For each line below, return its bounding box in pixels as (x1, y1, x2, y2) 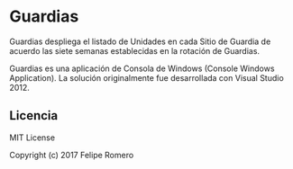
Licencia (9, 108, 59, 123)
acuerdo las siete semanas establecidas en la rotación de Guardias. (9, 45, 260, 56)
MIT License (9, 132, 56, 143)
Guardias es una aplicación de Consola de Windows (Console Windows (9, 63, 275, 74)
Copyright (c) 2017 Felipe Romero (9, 149, 134, 160)
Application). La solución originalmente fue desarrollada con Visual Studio (9, 72, 284, 83)
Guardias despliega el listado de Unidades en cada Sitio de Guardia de (9, 36, 271, 47)
